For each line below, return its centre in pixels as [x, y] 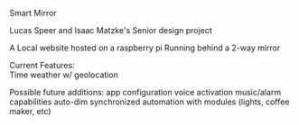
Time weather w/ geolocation [64, 75]
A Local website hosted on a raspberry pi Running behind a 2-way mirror [145, 48]
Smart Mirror [33, 13]
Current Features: [42, 65]
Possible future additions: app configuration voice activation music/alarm [145, 92]
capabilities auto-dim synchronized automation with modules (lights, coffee [149, 102]
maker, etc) [30, 111]
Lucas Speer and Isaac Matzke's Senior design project [111, 30]
